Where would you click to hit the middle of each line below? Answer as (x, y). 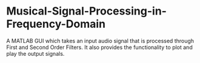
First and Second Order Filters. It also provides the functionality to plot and (99, 47)
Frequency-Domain (56, 24)
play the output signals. (35, 53)
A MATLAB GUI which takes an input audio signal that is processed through (100, 41)
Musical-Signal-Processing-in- (86, 11)
